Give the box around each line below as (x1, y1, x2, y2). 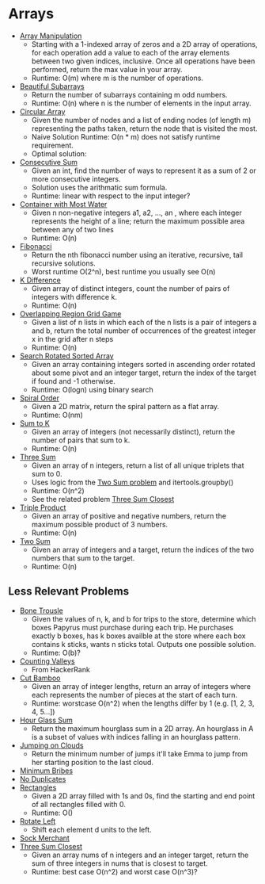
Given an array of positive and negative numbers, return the (31, 511, 227, 520)
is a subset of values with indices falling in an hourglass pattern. (31, 732, 241, 741)
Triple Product (19, 503, 66, 512)
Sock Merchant (19, 833, 70, 843)
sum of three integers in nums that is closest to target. (31, 858, 208, 868)
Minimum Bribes (19, 766, 74, 775)
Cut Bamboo (19, 673, 61, 683)
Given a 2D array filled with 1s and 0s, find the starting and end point (31, 790, 256, 801)
